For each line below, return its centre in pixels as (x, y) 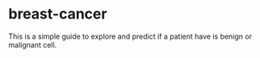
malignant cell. (33, 44)
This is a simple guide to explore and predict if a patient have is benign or (130, 36)
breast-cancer (58, 14)
